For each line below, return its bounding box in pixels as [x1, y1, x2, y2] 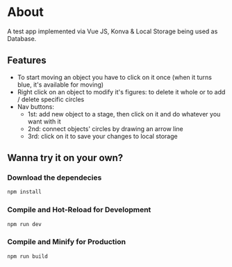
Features [7, 55, 47, 67]
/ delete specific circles [17, 95, 85, 103]
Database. [7, 34, 37, 42]
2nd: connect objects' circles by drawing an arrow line [27, 124, 184, 132]
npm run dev [7, 221, 42, 227]
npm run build [7, 252, 49, 260]
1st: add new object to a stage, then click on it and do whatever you [27, 110, 221, 118]
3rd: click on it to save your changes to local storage [27, 132, 179, 140]
